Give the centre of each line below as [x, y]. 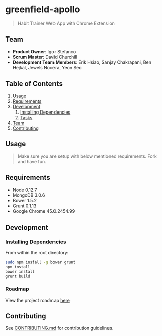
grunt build [18, 276]
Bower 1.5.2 [24, 201]
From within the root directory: [37, 252]
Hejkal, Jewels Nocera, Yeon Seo [47, 67]
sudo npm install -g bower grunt [40, 262]
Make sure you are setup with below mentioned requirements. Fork [87, 156]
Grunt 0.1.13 [24, 206]
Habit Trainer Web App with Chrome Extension [66, 23]
